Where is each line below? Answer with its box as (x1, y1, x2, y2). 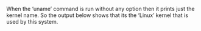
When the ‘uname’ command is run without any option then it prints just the (6, 5, 195, 12)
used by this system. (6, 18, 58, 25)
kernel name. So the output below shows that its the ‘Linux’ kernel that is (6, 12, 189, 19)
